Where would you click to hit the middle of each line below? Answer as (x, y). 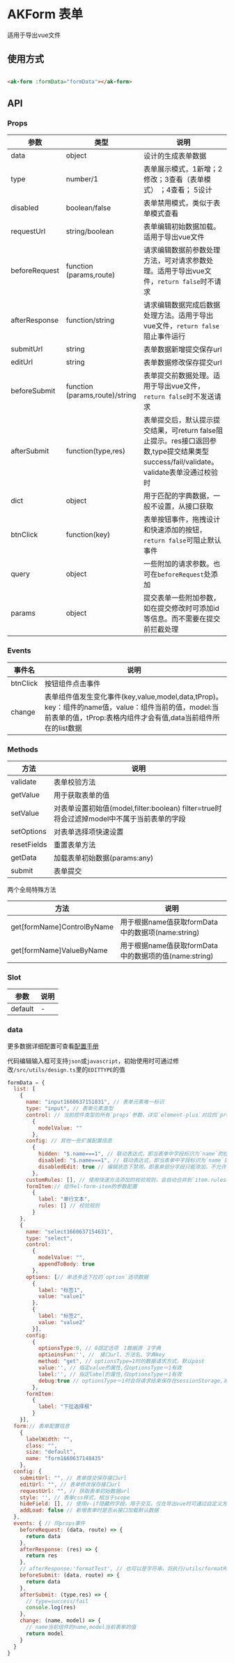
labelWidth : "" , (49, 1439)
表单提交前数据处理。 (179, 376)
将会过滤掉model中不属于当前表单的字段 (119, 819)
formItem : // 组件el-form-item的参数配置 (81, 1186)
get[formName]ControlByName (62, 927)
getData (24, 857)
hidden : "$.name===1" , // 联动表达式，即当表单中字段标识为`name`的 (131, 1154)
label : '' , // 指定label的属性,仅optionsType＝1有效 (110, 1374)
